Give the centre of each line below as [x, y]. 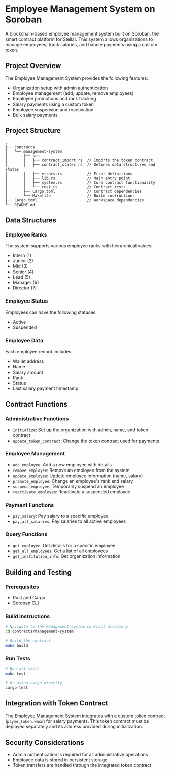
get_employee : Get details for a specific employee [64, 546]
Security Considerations [45, 742]
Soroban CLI [26, 603]
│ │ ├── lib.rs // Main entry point [68, 178]
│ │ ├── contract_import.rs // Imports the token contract [79, 160]
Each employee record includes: [39, 351]
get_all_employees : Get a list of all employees [60, 551]
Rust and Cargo [29, 598]
